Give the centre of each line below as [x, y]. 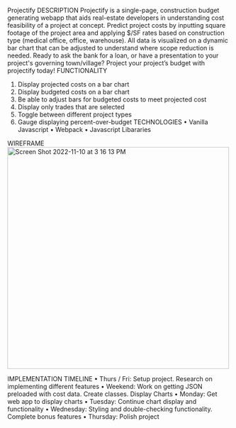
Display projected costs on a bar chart [73, 84]
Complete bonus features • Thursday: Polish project [83, 417]
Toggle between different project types [75, 114]
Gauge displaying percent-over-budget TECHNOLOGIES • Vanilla [113, 122]
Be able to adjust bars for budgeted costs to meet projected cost [112, 99]
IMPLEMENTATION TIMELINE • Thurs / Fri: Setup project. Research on [110, 379]
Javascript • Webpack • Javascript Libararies [84, 130]
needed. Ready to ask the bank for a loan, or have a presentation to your [113, 55]
